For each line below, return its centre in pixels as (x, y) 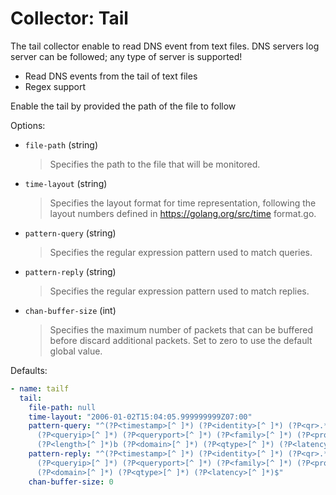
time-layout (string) (66, 183)
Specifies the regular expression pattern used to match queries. (181, 252)
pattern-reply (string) (70, 271)
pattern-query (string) (70, 233)
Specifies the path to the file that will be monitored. (155, 164)
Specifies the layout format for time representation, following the (183, 203)
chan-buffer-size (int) (70, 310)
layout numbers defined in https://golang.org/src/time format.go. (183, 213)
